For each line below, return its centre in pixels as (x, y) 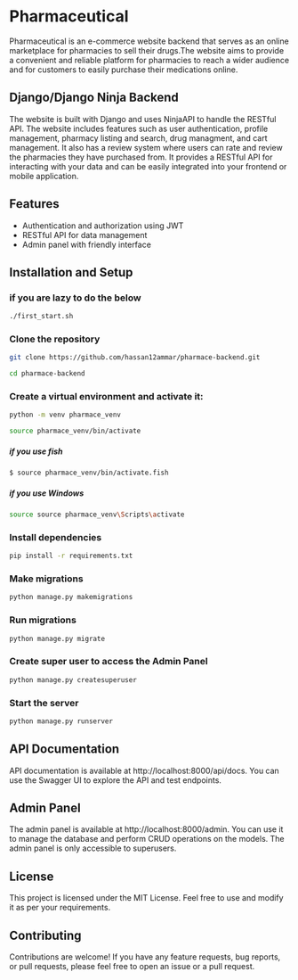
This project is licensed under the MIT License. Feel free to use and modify (146, 898)
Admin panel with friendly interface (86, 244)
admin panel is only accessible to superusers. (93, 848)
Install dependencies (56, 537)
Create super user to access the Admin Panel (109, 662)
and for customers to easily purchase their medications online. (124, 70)
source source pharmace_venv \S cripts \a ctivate (97, 515)
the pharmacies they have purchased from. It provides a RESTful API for (141, 157)
